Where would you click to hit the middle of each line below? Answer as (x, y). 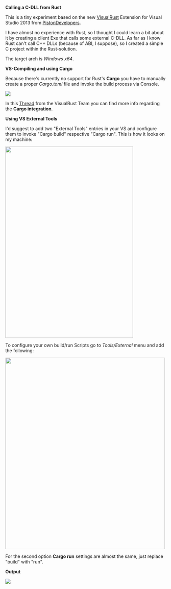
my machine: (19, 139)
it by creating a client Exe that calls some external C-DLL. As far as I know (83, 38)
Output (13, 572)
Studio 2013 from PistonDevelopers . (43, 23)
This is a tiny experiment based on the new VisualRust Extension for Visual (84, 17)
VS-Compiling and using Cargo (39, 69)
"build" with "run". (24, 562)
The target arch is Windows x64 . (40, 59)
